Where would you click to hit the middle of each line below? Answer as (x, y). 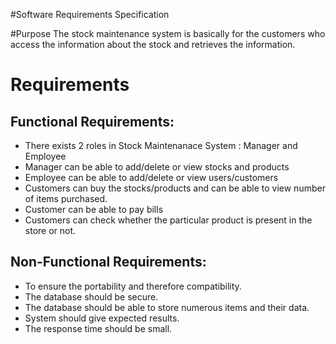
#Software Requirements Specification (90, 14)
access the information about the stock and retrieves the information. (153, 44)
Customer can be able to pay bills (94, 209)
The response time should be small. (98, 328)
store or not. (50, 230)
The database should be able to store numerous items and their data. (167, 307)
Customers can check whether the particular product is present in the (168, 220)
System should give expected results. (102, 318)
